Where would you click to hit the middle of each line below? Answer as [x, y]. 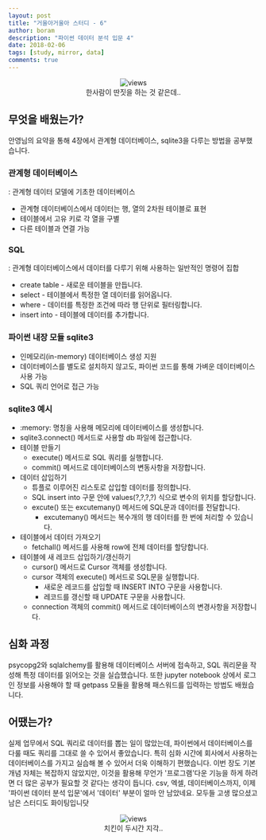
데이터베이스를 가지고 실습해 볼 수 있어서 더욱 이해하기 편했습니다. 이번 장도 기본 [132, 763]
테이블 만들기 [40, 447]
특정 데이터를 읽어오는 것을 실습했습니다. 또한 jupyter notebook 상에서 [132, 674]
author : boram [32, 30]
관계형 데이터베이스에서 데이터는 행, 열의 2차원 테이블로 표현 [113, 209]
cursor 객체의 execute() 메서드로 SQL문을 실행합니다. [116, 576]
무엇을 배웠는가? [46, 120]
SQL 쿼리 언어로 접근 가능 [60, 386]
